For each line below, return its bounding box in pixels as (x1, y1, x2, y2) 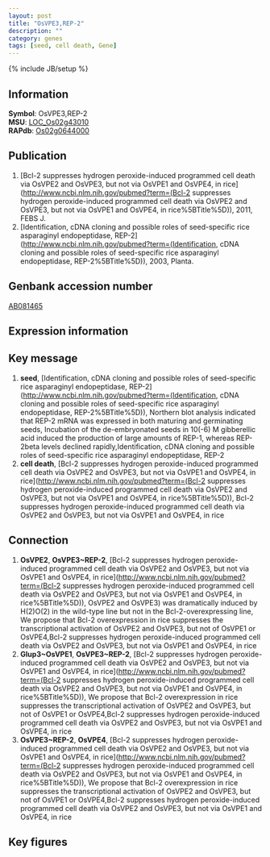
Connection (8, 534, 69, 547)
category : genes (8, 34, 63, 43)
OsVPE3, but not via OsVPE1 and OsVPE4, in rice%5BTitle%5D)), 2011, (19, 205, 253, 214)
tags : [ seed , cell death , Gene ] (8, 42, 117, 50)
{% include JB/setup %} (8, 64, 89, 73)
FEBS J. (19, 213, 47, 223)
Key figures (8, 835, 68, 849)
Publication (8, 149, 67, 163)
